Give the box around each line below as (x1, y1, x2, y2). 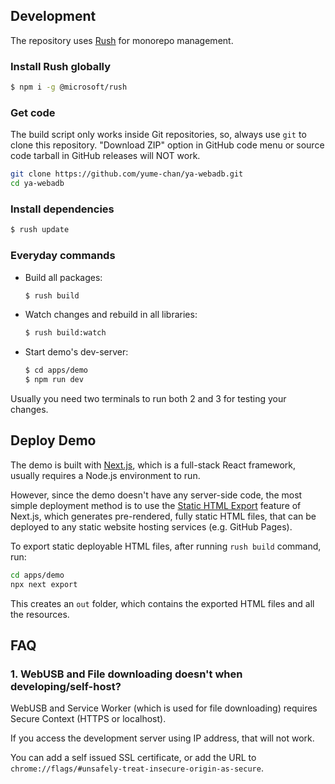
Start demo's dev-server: (24, 346, 129, 358)
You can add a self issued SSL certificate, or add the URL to (10, 752, 257, 764)
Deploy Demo (10, 432, 97, 449)
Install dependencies (10, 202, 115, 216)
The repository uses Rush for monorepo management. (10, 34, 234, 46)
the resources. (10, 608, 70, 620)
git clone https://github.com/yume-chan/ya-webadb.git (10, 169, 244, 179)
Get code (10, 105, 56, 119)
